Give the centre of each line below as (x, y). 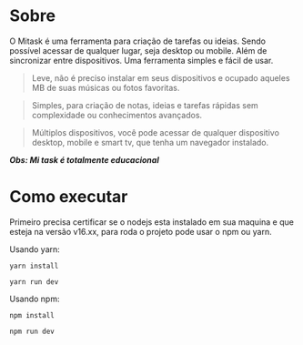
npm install (32, 315)
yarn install (34, 266)
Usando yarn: (35, 249)
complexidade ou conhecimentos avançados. (117, 115)
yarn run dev (34, 282)
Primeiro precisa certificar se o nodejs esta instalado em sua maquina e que (151, 222)
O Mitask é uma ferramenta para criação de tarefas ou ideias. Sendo (138, 41)
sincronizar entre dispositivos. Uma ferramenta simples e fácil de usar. (141, 60)
